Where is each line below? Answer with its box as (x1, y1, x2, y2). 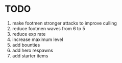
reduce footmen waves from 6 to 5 (12, 25, 85, 31)
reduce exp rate (12, 31, 46, 37)
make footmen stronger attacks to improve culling (12, 20, 117, 26)
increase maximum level (12, 36, 63, 43)
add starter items (12, 52, 48, 59)
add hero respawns (12, 47, 53, 53)
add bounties (12, 41, 40, 48)
